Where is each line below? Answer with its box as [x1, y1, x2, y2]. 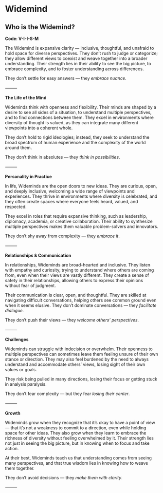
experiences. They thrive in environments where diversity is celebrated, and [5, 193, 158, 199]
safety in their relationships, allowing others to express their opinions [5, 278, 144, 283]
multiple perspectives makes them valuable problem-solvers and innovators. [5, 224, 159, 229]
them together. [5, 465, 35, 471]
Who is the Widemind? [5, 23, 75, 31]
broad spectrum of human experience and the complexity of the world [5, 140, 146, 145]
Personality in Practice [5, 174, 52, 179]
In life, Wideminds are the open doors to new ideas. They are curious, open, [5, 183, 157, 189]
